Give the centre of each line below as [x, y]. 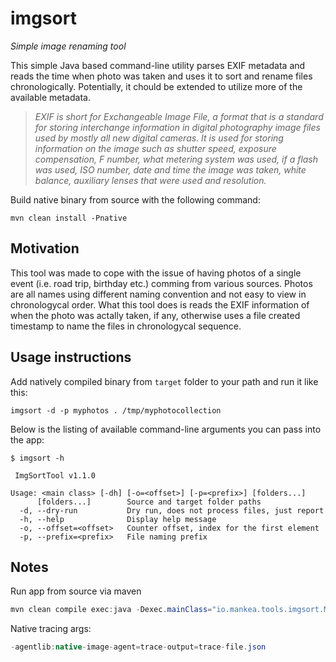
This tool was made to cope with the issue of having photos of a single [156, 273]
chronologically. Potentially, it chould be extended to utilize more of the [156, 86]
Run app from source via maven [76, 591]
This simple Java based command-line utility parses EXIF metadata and [158, 65]
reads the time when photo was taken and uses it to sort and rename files [161, 76]
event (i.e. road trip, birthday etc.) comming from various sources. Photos [161, 283]
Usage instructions [71, 357]
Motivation [45, 248]
